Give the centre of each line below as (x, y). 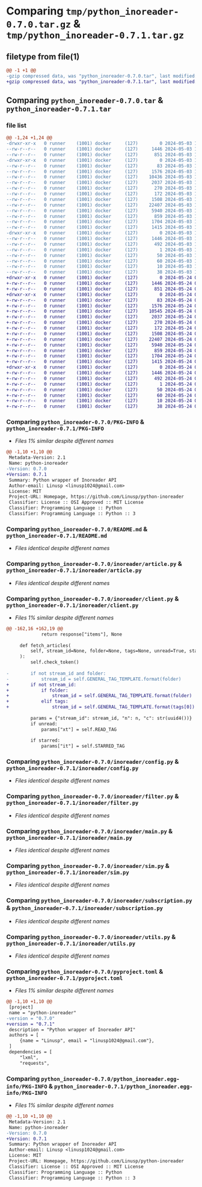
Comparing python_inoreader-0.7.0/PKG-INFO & (75, 422)
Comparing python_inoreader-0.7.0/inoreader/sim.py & (88, 866)
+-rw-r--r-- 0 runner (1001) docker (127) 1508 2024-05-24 (99, 333)
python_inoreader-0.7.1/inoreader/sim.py (68, 872)
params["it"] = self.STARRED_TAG (83, 746)
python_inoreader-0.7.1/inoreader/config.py (72, 768)
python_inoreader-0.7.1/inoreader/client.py (72, 605)
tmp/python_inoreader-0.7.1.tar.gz (95, 36)
